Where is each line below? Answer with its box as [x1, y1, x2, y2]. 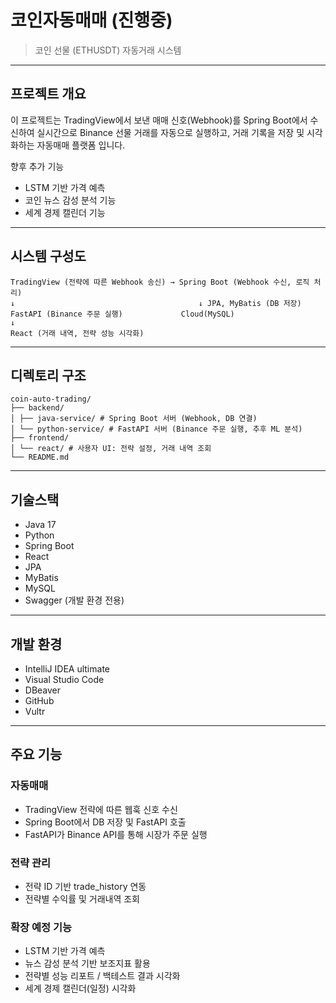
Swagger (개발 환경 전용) [24, 594, 125, 606]
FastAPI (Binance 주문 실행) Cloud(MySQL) [10, 309, 235, 319]
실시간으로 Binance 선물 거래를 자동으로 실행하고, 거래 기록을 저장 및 [36, 126, 305, 138]
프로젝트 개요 [10, 86, 87, 103]
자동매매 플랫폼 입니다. [36, 139, 126, 151]
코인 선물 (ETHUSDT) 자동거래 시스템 [34, 44, 182, 56]
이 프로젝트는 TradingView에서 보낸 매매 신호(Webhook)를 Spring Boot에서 [10, 114, 308, 126]
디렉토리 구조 [10, 367, 87, 384]
